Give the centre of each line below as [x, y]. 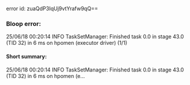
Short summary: [26, 56]
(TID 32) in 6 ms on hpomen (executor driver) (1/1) [67, 43]
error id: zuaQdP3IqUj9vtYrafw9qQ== [52, 9]
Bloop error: [24, 24]
